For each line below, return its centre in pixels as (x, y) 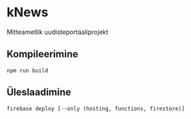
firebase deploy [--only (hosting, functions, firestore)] (96, 108)
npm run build (28, 70)
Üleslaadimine (39, 92)
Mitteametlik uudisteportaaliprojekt (58, 32)
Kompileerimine (43, 54)
